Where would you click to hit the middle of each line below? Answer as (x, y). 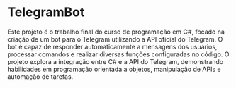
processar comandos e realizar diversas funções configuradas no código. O (118, 54)
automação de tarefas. (40, 76)
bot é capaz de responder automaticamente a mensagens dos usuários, (112, 46)
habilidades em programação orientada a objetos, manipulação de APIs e (114, 69)
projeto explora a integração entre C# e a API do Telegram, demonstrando (116, 61)
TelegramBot (46, 12)
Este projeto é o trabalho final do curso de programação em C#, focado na (116, 32)
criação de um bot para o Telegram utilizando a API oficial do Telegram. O (115, 39)
